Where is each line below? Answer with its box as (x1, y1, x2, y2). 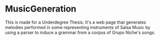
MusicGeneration (5, 3, 77, 14)
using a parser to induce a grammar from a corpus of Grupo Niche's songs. (5, 29, 156, 35)
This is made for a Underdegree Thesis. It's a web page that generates (5, 19, 146, 25)
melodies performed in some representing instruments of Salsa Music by (5, 24, 151, 30)
